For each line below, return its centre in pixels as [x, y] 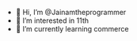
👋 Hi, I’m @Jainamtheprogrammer [71, 12]
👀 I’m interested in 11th [52, 20]
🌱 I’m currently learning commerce [72, 29]
